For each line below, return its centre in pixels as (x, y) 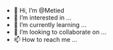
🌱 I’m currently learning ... (50, 25)
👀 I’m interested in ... (42, 18)
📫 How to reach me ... (45, 40)
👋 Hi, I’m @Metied (39, 10)
